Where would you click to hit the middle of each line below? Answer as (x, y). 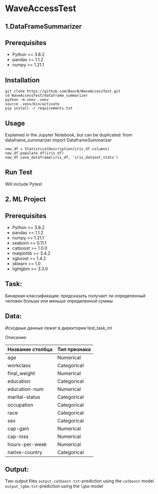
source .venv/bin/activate (32, 104)
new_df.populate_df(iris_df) (35, 153)
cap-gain (18, 428)
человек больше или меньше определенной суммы (59, 301)
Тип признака (74, 349)
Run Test (19, 172)
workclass (19, 365)
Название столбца (30, 349)
